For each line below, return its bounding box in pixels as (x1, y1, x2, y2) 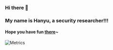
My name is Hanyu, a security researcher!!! (5, 17, 109, 24)
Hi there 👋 (5, 4, 29, 11)
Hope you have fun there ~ (5, 29, 59, 35)
